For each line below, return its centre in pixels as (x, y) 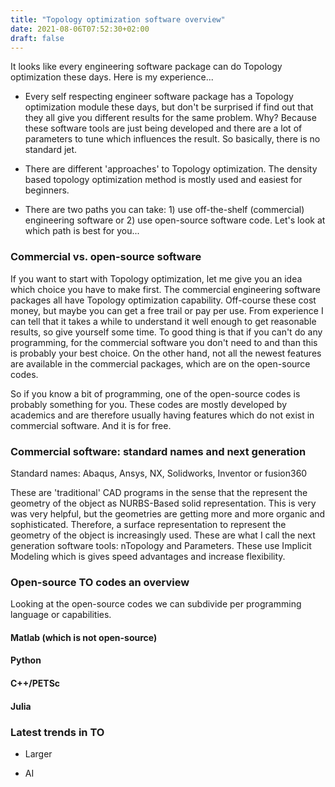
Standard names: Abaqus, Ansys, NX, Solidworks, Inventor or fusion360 (159, 473)
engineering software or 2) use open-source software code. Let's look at (175, 220)
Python (26, 660)
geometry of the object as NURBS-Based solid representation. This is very (163, 503)
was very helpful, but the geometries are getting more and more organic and (168, 513)
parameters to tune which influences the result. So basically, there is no (172, 139)
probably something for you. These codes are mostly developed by (149, 404)
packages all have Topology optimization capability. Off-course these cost (163, 300)
